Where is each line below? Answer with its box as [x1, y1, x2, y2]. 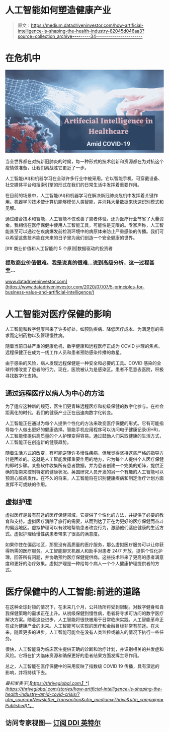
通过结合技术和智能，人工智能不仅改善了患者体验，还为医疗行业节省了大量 [5, 216, 159, 222]
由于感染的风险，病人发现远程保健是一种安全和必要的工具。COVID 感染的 [5, 360, 157, 366]
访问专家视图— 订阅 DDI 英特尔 [5, 719, 101, 727]
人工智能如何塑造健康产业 [5, 5, 112, 16]
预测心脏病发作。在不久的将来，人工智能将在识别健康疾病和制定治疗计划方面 [5, 475, 164, 481]
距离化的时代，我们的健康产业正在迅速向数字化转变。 [5, 409, 116, 416]
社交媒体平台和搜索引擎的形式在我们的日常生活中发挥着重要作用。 [5, 182, 142, 188]
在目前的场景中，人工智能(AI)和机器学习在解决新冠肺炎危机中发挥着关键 [5, 193, 154, 199]
